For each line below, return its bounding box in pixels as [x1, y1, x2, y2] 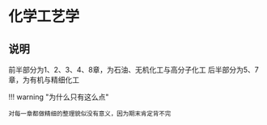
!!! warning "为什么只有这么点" [8, 92, 109, 102]
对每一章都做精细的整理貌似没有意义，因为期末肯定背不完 [8, 110, 172, 118]
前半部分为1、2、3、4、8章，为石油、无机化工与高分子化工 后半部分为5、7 [8, 65, 259, 74]
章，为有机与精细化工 [8, 75, 79, 85]
